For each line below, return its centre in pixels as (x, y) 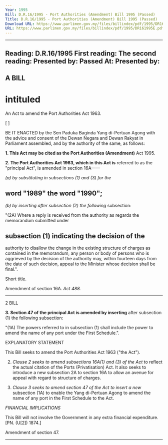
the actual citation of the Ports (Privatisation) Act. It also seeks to (79, 367)
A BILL (15, 78)
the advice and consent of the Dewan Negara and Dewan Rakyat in (74, 138)
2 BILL (12, 303)
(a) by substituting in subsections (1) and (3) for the (58, 177)
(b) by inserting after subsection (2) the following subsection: (68, 205)
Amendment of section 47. (32, 433)
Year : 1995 (16, 10)
